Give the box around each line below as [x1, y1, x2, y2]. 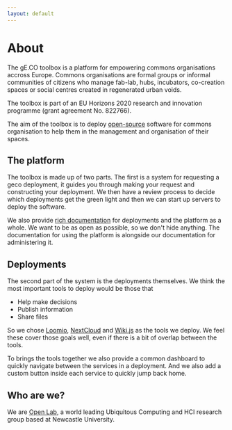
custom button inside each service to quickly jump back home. [7, 369, 187, 378]
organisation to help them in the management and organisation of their [7, 127, 209, 136]
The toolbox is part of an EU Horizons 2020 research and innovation [7, 99, 203, 107]
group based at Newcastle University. [7, 415, 115, 423]
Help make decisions [17, 298, 78, 306]
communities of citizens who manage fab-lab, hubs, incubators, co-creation [7, 78, 225, 86]
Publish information [17, 305, 74, 314]
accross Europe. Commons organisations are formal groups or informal [7, 70, 210, 79]
